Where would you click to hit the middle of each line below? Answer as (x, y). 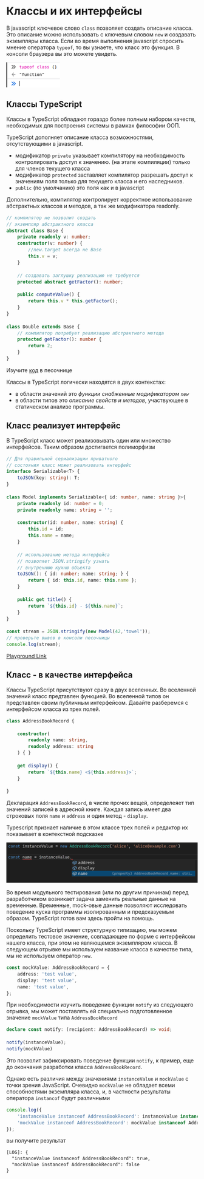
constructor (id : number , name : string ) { (70, 523)
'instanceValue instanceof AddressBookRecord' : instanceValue (97, 1116)
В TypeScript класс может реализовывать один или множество (89, 440)
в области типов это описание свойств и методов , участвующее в (101, 400)
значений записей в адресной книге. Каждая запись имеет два (89, 809)
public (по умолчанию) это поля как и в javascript (80, 188)
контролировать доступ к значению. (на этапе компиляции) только (103, 161)
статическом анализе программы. (60, 406)
